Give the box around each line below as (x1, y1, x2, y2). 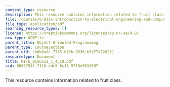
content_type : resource (5, 7, 56, 13)
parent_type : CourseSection (5, 45, 65, 50)
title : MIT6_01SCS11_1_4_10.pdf (5, 59, 73, 64)
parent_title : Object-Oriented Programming (5, 40, 99, 45)
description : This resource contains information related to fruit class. (5, 12, 166, 17)
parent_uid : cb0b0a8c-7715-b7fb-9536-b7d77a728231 (5, 49, 114, 54)
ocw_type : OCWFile (5, 36, 44, 41)
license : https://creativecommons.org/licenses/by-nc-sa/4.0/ (5, 31, 139, 36)
